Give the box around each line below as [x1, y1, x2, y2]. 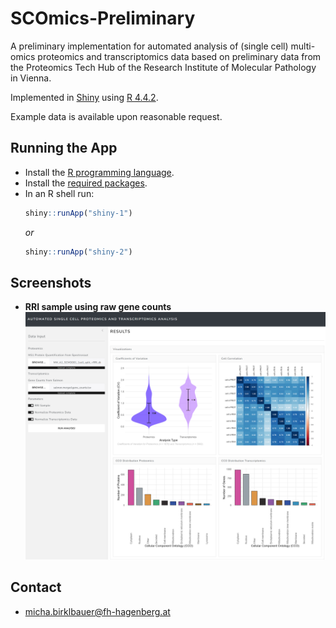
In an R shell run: [24, 187, 95, 199]
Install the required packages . [24, 177, 148, 189]
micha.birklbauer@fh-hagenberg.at [24, 605, 171, 617]
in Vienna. [10, 72, 52, 84]
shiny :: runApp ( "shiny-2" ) [24, 247, 133, 257]
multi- [290, 40, 316, 52]
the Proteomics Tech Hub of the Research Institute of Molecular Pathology [10, 61, 317, 73]
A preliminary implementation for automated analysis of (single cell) [10, 40, 289, 52]
